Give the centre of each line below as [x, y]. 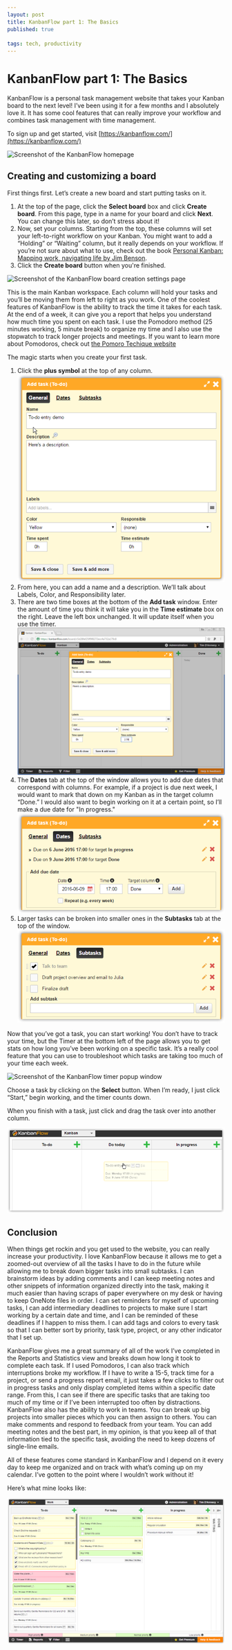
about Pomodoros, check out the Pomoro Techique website [91, 344]
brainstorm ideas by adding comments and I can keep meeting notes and [111, 1279]
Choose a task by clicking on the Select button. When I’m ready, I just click [114, 1090]
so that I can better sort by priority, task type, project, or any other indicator [115, 1330]
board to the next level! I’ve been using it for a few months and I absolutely [113, 106]
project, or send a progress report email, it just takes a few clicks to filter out [116, 1380]
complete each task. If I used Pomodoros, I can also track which [98, 1366]
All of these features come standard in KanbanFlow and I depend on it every [115, 1460]
